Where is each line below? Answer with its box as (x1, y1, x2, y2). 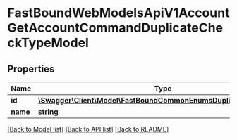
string (37, 107, 59, 117)
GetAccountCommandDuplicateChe (7, 20, 224, 36)
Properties (7, 63, 55, 75)
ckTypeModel (7, 35, 90, 51)
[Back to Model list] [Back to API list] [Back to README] (7, 125, 169, 133)
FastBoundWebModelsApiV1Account (7, 5, 230, 21)
